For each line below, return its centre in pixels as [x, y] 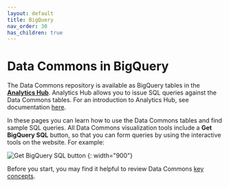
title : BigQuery [30, 20]
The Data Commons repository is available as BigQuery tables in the [104, 86]
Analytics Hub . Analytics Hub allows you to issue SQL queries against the [112, 92]
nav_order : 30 [28, 26]
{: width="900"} [110, 155]
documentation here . [37, 108]
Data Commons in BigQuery [88, 66]
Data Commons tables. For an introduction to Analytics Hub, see [98, 100]
